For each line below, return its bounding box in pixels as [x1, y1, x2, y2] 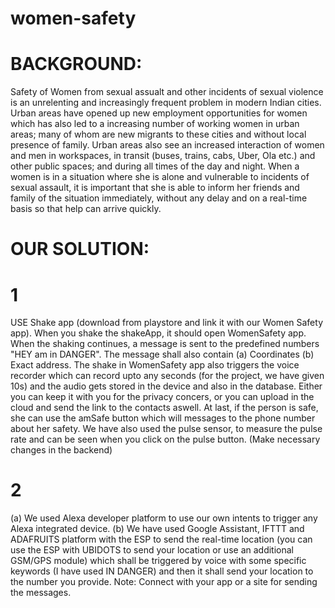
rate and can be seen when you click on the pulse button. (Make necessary [10, 433, 321, 446]
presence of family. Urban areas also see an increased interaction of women [10, 139, 325, 151]
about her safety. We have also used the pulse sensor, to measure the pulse [10, 423, 323, 435]
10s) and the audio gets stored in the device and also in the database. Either [10, 380, 323, 392]
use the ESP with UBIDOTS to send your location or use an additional [10, 544, 294, 556]
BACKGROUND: [10, 53, 143, 76]
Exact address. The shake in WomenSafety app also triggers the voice [10, 359, 300, 371]
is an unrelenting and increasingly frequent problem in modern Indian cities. [10, 97, 322, 109]
